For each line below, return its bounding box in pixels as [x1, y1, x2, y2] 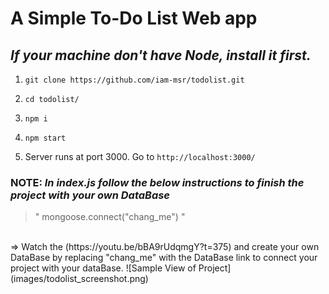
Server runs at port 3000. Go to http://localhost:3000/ [24, 151, 256, 162]
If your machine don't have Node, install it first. [10, 47, 312, 64]
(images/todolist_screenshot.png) [10, 273, 149, 285]
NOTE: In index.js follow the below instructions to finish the [10, 175, 305, 189]
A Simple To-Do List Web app [10, 7, 258, 30]
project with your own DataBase [10, 188, 171, 202]
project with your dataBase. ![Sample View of [10, 262, 197, 274]
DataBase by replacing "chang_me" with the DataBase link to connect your [10, 252, 318, 264]
